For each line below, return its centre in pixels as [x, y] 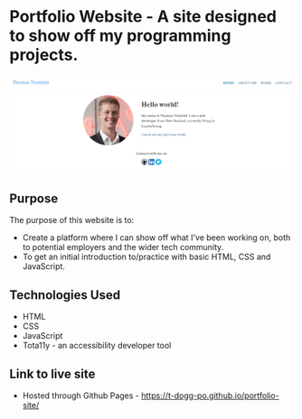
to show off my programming [120, 36]
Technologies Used [65, 295]
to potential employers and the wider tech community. [123, 247]
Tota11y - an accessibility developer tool [97, 346]
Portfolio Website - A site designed [143, 17]
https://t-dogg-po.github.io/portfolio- [211, 396]
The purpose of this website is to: [72, 220]
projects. [44, 55]
